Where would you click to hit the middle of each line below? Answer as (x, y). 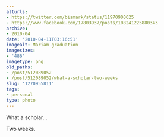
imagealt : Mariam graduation (42, 45)
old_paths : (20, 67)
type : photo (21, 100)
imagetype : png (25, 61)
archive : (17, 28)
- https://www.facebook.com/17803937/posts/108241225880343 (82, 23)
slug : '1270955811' (30, 84)
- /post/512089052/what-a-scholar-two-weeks (62, 78)
